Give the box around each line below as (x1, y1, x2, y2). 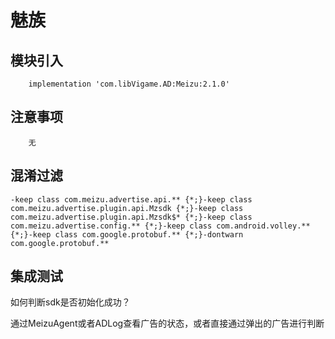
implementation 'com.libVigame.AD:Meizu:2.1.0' (28, 79, 230, 89)
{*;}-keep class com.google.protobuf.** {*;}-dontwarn (10, 229, 244, 240)
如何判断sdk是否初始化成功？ (10, 296, 131, 308)
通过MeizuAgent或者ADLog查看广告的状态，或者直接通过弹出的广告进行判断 (10, 317, 325, 330)
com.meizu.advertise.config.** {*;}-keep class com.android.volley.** (10, 221, 311, 231)
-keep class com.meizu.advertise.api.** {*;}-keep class (10, 194, 253, 205)
